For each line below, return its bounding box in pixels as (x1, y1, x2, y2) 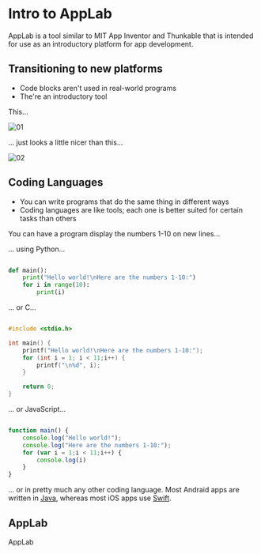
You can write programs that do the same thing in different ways (19, 197, 229, 206)
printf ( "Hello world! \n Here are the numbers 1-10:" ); (22, 346, 203, 354)
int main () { (8, 339, 51, 347)
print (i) (36, 288, 66, 296)
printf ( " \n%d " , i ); (36, 361, 101, 369)
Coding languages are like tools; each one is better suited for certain (19, 205, 244, 214)
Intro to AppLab (8, 5, 112, 23)
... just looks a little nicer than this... (8, 138, 123, 147)
